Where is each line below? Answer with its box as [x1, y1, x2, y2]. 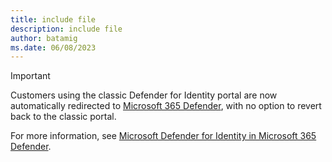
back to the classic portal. [10, 111, 117, 123]
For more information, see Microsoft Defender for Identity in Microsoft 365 [10, 130, 317, 142]
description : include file [10, 24, 123, 34]
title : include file [10, 14, 97, 25]
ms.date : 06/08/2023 [10, 42, 97, 53]
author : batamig [10, 33, 78, 43]
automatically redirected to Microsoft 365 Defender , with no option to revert [10, 100, 322, 112]
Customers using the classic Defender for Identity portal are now [10, 89, 278, 101]
